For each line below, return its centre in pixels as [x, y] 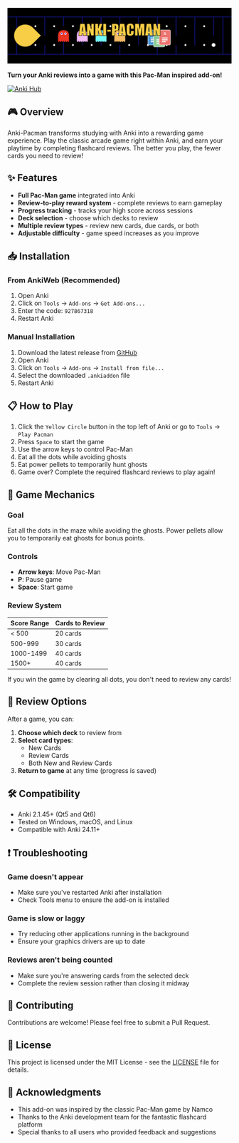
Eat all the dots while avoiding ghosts [72, 457]
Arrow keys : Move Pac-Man [59, 572]
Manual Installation [41, 337]
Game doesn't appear [46, 876]
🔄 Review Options [47, 702]
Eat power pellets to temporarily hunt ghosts [83, 465]
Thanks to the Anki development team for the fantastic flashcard [112, 1117]
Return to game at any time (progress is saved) [87, 770]
